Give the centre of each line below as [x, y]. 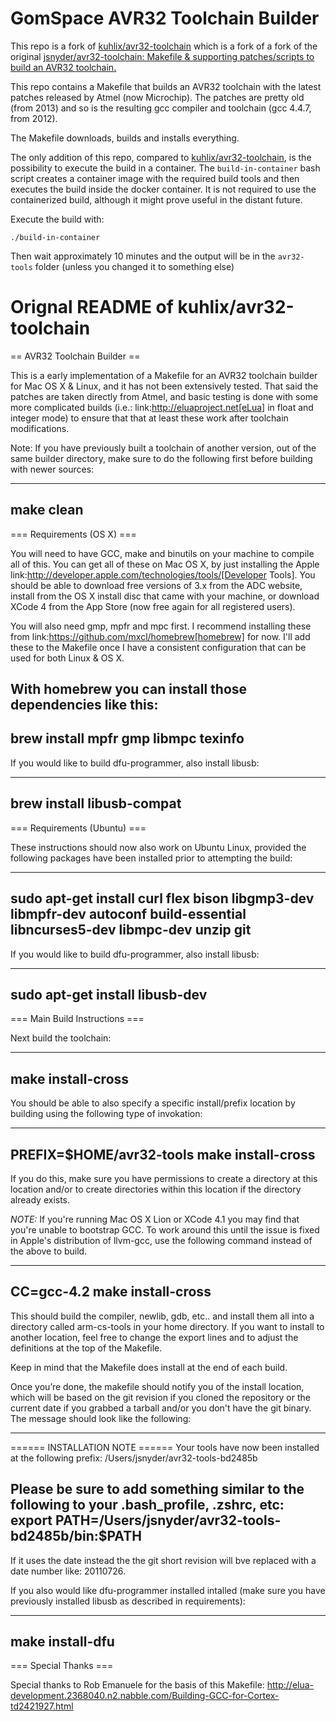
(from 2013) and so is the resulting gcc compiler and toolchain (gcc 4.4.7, [161, 108]
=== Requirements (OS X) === [73, 534]
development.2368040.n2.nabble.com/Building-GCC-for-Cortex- [145, 1696]
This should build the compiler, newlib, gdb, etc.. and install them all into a [162, 1316]
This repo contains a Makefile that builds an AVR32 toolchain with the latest [166, 86]
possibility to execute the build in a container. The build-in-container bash [165, 168]
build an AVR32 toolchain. [63, 67]
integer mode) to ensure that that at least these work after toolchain [149, 418]
